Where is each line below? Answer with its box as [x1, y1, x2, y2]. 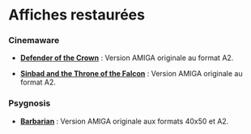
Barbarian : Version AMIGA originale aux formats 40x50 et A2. [19, 116, 229, 126]
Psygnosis [8, 97, 51, 109]
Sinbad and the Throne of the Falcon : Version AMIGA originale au [19, 69, 243, 79]
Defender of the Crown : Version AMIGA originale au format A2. [19, 53, 234, 63]
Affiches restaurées [8, 6, 146, 24]
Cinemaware [8, 35, 60, 46]
